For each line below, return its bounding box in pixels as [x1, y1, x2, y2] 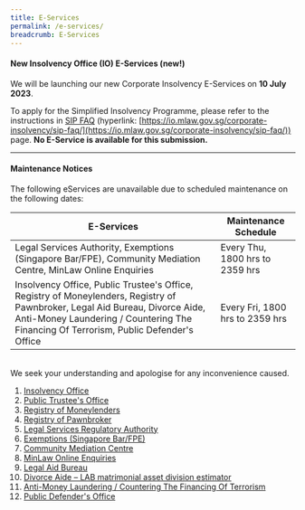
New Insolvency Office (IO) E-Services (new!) [10, 58, 186, 69]
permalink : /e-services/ [10, 22, 104, 31]
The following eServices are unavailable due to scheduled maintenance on [10, 183, 289, 194]
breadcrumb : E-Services [10, 30, 100, 39]
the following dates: [10, 193, 84, 203]
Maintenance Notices [10, 164, 93, 175]
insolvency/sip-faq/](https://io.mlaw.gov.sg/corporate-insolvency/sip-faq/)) [10, 124, 291, 136]
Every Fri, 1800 [220, 300, 287, 313]
